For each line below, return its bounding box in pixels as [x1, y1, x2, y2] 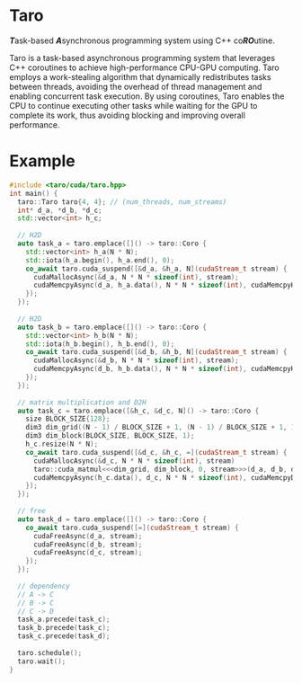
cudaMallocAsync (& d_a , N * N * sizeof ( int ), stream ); [32, 272, 240, 281]
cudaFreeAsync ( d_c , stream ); [32, 548, 143, 557]
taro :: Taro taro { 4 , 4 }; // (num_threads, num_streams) [17, 197, 227, 207]
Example [9, 151, 75, 172]
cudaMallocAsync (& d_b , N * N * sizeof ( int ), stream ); [32, 356, 240, 365]
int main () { [9, 189, 58, 198]
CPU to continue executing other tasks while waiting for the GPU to [9, 100, 258, 111]
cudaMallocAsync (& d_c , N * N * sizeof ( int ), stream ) [32, 456, 235, 466]
